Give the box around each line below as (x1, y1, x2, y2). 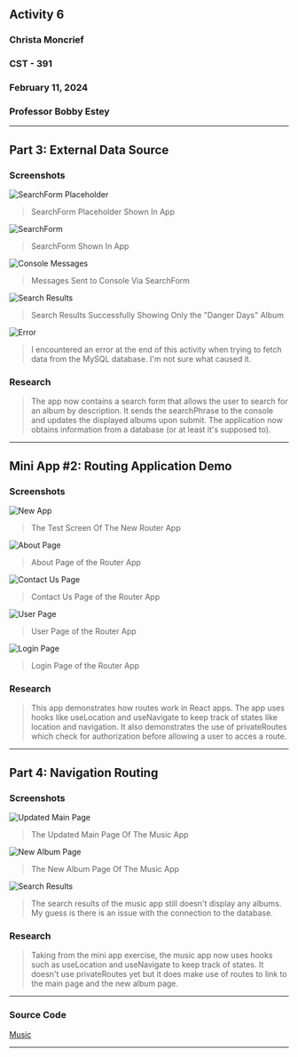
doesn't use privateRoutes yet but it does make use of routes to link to (30, 969, 287, 980)
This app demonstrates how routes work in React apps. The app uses (30, 702, 286, 714)
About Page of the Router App (30, 557, 142, 568)
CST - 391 (9, 58, 53, 70)
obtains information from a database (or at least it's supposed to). (30, 424, 271, 435)
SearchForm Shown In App (30, 241, 129, 252)
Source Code (9, 1009, 67, 1021)
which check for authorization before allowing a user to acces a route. (30, 731, 287, 741)
